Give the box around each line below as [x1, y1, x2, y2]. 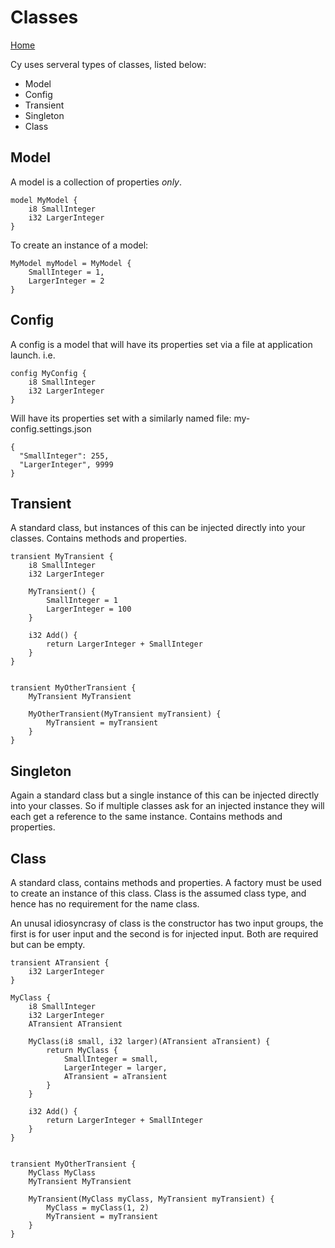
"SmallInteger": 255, [19, 451, 110, 461]
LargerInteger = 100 [46, 604, 132, 615]
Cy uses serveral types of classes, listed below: [10, 58, 207, 70]
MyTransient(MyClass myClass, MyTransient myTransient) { [28, 1194, 275, 1204]
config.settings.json [10, 422, 92, 435]
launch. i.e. [10, 349, 56, 361]
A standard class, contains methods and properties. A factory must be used [10, 877, 322, 888]
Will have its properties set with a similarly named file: [10, 412, 232, 424]
